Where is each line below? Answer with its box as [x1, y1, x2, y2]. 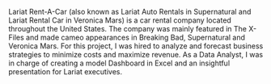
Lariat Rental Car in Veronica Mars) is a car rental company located [8, 15, 232, 25]
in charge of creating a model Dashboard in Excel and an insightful [8, 58, 231, 68]
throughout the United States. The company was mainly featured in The [8, 24, 248, 33]
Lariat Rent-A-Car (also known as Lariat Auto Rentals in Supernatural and [8, 7, 252, 16]
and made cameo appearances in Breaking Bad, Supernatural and [25, 32, 245, 42]
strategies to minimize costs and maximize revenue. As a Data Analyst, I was [8, 50, 264, 59]
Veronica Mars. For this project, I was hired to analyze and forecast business [8, 41, 264, 51]
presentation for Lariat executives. [8, 67, 123, 76]
